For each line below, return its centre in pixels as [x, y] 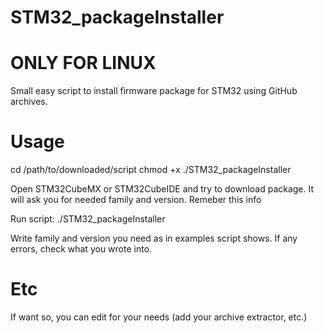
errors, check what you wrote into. [81, 249]
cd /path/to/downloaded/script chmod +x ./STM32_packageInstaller [151, 170]
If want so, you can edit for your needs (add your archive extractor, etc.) [159, 317]
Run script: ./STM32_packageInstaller [88, 219]
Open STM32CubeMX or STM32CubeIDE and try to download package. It [162, 189]
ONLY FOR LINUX [83, 63]
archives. [29, 102]
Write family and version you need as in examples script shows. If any [154, 238]
